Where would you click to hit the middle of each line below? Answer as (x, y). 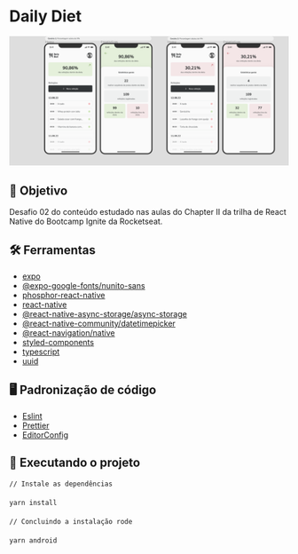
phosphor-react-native (63, 295)
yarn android (33, 540)
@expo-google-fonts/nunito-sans (83, 285)
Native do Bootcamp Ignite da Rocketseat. (86, 222)
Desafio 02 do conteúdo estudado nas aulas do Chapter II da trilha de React (148, 212)
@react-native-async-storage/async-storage (105, 313)
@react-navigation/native (68, 332)
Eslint (32, 415)
